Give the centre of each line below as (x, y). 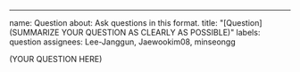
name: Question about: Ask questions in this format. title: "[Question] (136, 23)
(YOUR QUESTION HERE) (56, 59)
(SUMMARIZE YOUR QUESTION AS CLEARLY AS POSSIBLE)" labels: (135, 32)
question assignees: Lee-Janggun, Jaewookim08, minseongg (122, 42)
